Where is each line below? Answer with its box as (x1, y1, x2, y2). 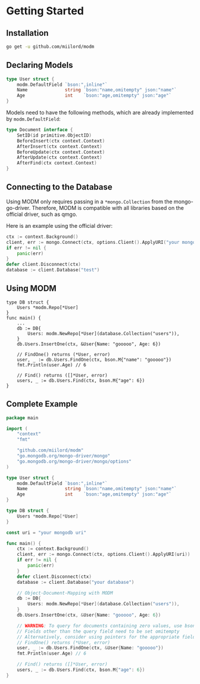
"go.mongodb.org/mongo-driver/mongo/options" (17, 458, 132, 465)
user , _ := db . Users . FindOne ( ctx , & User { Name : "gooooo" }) (17, 645, 164, 651)
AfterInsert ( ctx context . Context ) (17, 143, 102, 150)
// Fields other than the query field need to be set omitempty (17, 628, 180, 635)
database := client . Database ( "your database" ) (17, 579, 135, 585)
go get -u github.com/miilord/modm (6, 44, 95, 49)
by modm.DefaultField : (6, 115, 61, 123)
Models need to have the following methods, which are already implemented (6, 109, 194, 116)
